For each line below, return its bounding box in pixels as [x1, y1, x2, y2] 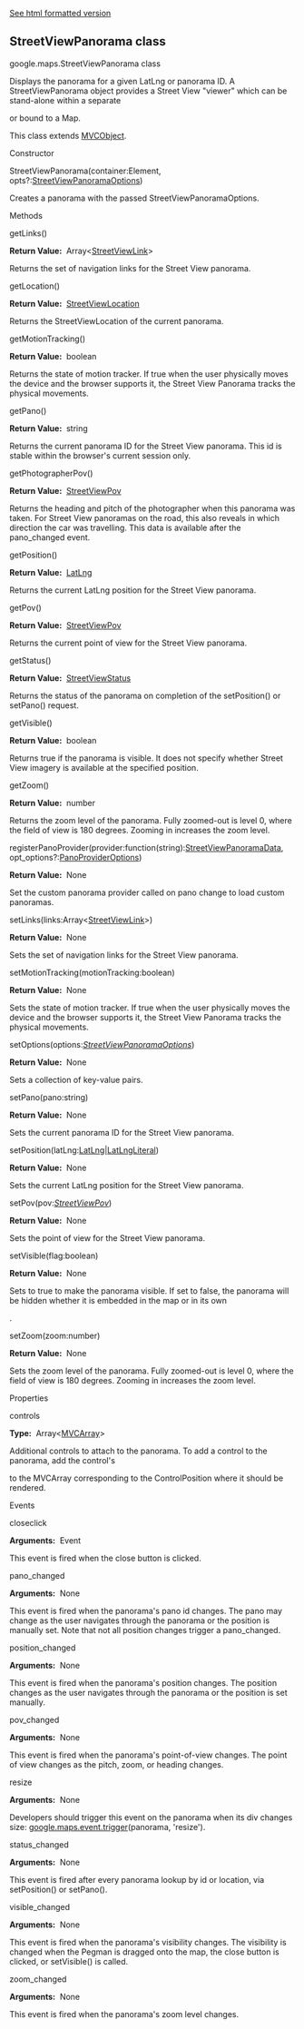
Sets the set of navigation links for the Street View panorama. [9, 949, 239, 960]
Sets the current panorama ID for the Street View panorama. [9, 1127, 234, 1138]
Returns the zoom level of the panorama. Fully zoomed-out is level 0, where [9, 814, 292, 825]
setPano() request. [9, 699, 79, 711]
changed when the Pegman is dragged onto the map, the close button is [9, 1946, 279, 1957]
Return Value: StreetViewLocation [9, 298, 140, 309]
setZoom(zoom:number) [9, 1330, 101, 1341]
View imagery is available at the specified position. [9, 762, 200, 773]
